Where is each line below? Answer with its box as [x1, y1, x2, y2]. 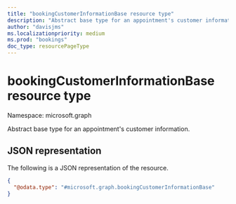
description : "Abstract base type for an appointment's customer [7, 17, 202, 24]
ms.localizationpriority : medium [7, 29, 105, 37]
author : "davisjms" [7, 23, 65, 30]
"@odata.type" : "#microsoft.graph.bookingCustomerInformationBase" [13, 184, 216, 191]
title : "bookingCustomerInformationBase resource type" [7, 10, 174, 18]
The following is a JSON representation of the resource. [7, 163, 169, 172]
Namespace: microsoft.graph [7, 111, 92, 119]
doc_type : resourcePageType [7, 43, 90, 50]
